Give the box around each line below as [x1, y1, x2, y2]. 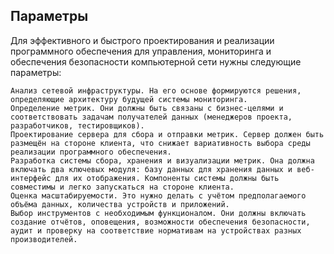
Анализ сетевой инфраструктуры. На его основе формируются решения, [10, 85, 302, 96]
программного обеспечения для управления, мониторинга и [10, 45, 272, 57]
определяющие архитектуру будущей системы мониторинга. [10, 94, 248, 104]
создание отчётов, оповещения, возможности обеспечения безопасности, [10, 217, 311, 227]
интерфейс [10, 173, 52, 183]
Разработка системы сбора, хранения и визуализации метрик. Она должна [10, 155, 315, 166]
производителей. [10, 234, 78, 244]
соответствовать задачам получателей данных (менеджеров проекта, [10, 112, 293, 122]
